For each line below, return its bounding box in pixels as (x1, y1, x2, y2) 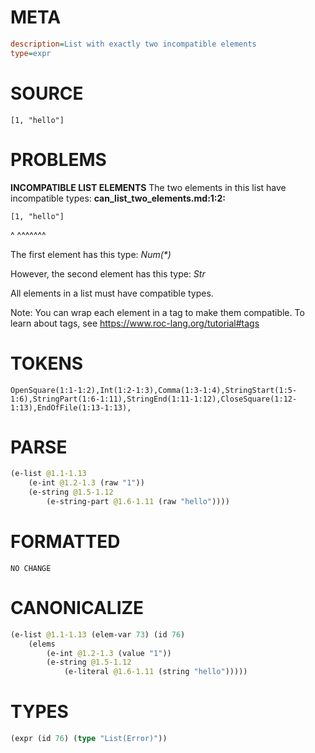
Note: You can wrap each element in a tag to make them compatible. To (10, 306, 305, 318)
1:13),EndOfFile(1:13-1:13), (10, 402, 132, 413)
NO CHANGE (10, 563, 52, 573)
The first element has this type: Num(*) (10, 248, 172, 260)
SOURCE (10, 82, 84, 105)
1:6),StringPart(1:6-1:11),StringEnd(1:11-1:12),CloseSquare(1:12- (10, 394, 298, 404)
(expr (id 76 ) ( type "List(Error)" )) (10, 734, 168, 744)
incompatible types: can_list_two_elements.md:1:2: (10, 192, 227, 204)
